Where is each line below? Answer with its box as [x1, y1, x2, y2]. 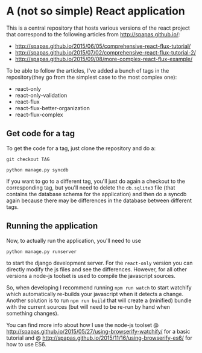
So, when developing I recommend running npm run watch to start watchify [6, 283, 192, 291]
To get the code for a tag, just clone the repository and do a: [6, 144, 156, 152]
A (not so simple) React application [6, 4, 185, 18]
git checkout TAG [6, 156, 50, 162]
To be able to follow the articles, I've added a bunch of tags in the [6, 67, 169, 74]
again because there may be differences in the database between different [6, 197, 192, 204]
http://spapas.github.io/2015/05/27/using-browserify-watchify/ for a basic [6, 328, 191, 335]
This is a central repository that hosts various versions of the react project [6, 24, 190, 31]
